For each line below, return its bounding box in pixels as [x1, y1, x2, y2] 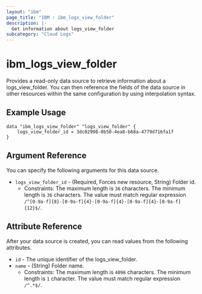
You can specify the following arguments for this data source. [6, 167, 159, 174]
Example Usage [6, 107, 66, 118]
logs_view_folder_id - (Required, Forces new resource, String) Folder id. [14, 178, 196, 185]
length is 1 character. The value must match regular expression [24, 275, 181, 282]
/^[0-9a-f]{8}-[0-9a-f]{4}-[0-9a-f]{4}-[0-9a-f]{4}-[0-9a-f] [24, 199, 181, 205]
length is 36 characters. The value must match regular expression [24, 191, 186, 198]
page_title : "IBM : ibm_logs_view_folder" [6, 14, 115, 21]
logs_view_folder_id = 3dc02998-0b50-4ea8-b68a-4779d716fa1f [17, 129, 174, 135]
